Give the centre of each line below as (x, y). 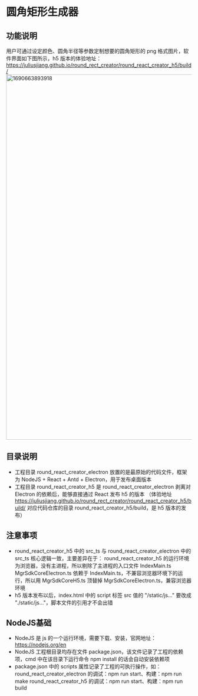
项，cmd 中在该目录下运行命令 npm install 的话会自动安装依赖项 (92, 659)
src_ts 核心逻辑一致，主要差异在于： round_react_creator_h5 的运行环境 (102, 558)
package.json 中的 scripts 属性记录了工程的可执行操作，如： (88, 666)
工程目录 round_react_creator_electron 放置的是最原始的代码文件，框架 (101, 472)
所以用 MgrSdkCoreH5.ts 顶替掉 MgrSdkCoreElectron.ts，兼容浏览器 (108, 580)
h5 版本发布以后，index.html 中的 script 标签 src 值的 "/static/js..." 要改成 (103, 595)
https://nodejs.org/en (40, 645)
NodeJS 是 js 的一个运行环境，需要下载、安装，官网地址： (85, 638)
